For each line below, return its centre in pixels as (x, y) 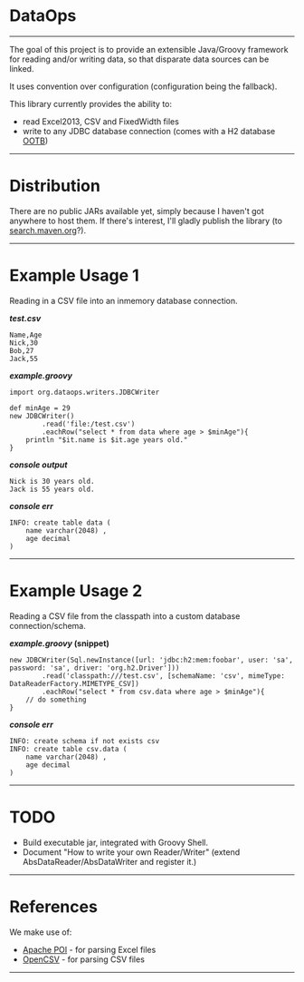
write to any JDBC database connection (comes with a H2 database (149, 131)
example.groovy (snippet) (60, 643)
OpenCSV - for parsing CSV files (83, 959)
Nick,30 (24, 343)
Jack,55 (24, 358)
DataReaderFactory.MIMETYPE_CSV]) (75, 683)
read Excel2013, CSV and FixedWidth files (100, 121)
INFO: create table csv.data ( (68, 749)
